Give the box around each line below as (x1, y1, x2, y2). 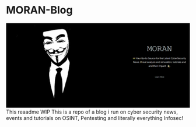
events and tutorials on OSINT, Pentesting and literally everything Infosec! (6, 115, 184, 122)
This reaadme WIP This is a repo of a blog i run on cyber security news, (6, 108, 178, 115)
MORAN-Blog (6, 3, 73, 17)
